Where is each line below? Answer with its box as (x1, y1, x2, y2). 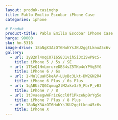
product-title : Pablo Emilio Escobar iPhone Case (5, 31, 113, 36)
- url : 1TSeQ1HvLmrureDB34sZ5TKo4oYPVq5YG (10, 64, 102, 69)
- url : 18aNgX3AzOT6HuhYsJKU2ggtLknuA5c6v (10, 102, 102, 107)
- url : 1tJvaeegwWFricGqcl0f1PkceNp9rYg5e (10, 92, 102, 98)
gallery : (5, 50, 24, 55)
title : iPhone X (14, 107, 50, 112)
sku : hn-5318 (5, 40, 33, 46)
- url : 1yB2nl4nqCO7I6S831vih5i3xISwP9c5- (10, 55, 102, 60)
